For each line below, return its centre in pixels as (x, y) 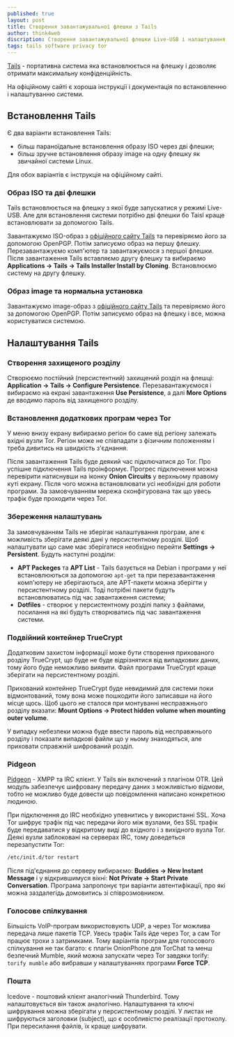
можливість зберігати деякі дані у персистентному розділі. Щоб (103, 539)
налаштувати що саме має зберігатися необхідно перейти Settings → (111, 547)
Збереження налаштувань (55, 517)
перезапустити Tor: (36, 845)
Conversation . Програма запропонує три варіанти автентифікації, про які (116, 886)
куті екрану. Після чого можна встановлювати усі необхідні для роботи (114, 484)
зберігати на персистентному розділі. (63, 675)
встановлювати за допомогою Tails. (61, 223)
